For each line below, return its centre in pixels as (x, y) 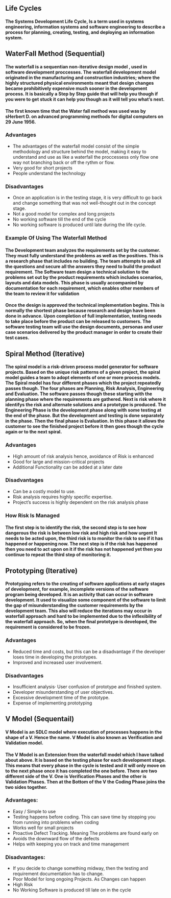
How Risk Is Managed (32, 515)
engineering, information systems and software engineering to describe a (85, 27)
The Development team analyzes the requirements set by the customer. (83, 250)
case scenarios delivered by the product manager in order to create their (84, 332)
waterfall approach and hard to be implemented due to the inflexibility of (84, 616)
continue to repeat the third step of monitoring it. (58, 555)
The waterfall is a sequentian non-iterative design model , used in (76, 66)
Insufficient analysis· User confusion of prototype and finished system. (87, 687)
